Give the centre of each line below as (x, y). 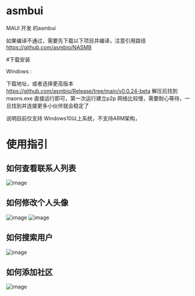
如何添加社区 (30, 272)
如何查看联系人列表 (41, 168)
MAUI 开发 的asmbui (31, 28)
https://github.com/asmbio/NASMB (49, 47)
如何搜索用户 (30, 238)
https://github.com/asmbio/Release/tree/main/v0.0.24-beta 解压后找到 (92, 91)
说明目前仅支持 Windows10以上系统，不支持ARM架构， (73, 118)
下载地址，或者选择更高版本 (40, 83)
